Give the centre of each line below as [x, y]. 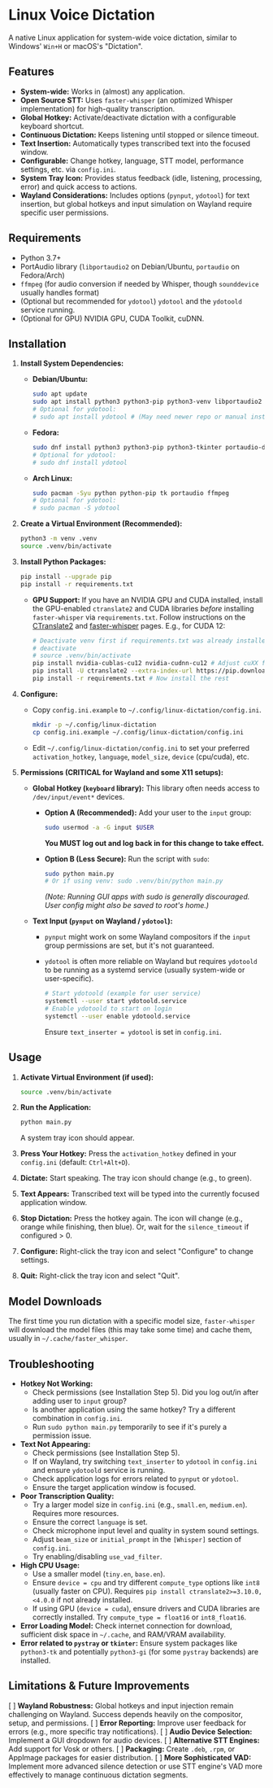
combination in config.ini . [78, 1418]
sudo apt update [60, 394]
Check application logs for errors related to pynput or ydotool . [136, 1479]
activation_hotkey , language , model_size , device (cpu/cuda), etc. [141, 756]
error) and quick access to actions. [79, 186]
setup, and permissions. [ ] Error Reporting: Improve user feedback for [127, 1723]
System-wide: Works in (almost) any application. [102, 91]
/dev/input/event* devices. [78, 796]
